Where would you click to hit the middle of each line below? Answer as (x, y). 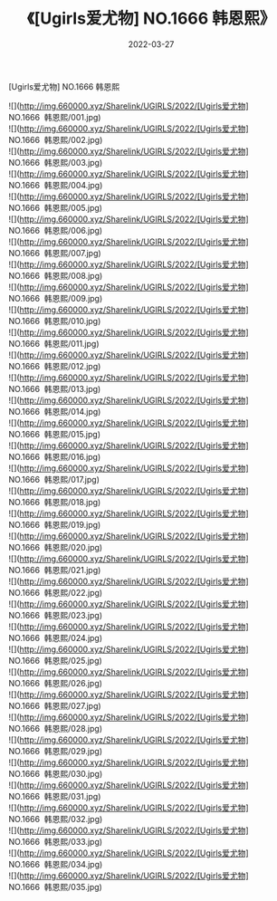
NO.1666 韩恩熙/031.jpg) (55, 796)
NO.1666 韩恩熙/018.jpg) (55, 502)
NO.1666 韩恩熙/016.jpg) (55, 456)
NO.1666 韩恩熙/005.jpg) (56, 207)
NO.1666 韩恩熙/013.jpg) (55, 388)
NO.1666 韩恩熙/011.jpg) (54, 343)
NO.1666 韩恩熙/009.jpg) (56, 298)
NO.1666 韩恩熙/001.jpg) (55, 117)
